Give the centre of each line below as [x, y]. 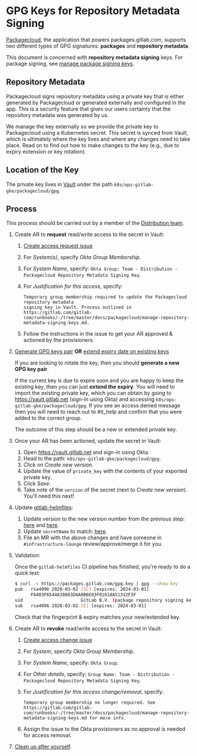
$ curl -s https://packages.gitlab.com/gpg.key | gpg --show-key [96, 584]
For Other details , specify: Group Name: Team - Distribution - [99, 674]
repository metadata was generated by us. [57, 115]
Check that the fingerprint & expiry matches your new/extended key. [98, 617]
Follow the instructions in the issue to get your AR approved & [98, 334]
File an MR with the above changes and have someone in [92, 538]
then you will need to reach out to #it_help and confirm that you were [98, 412]
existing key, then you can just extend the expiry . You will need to [95, 387]
